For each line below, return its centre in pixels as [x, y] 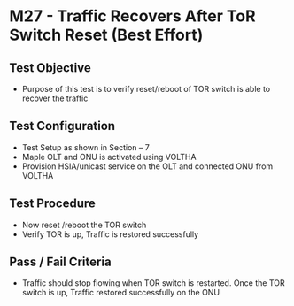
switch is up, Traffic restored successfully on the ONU [120, 293]
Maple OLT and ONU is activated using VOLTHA [109, 157]
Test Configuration [62, 126]
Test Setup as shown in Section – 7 [86, 147]
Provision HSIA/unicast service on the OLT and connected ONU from [147, 166]
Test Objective [50, 68]
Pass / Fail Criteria [61, 262]
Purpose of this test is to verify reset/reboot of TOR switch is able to [146, 89]
